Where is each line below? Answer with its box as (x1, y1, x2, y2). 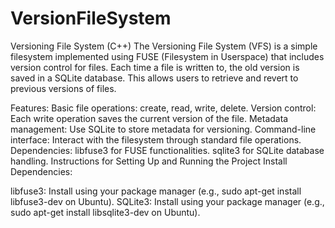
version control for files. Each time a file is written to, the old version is (10, 61, 300, 73)
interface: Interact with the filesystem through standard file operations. (10, 133, 302, 146)
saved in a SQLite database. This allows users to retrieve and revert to (10, 72, 299, 84)
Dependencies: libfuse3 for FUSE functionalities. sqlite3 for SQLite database (10, 144, 325, 156)
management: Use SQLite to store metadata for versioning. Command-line (10, 123, 317, 135)
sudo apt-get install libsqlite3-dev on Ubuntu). (10, 206, 201, 218)
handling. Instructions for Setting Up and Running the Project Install (10, 155, 288, 167)
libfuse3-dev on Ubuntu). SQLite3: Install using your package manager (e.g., (10, 195, 325, 207)
